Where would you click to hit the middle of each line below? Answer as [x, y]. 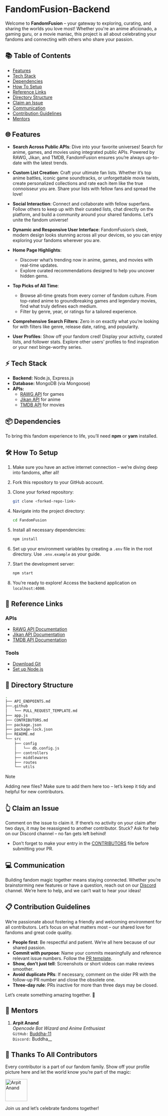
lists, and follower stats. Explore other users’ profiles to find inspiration [86, 342]
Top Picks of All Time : [36, 285]
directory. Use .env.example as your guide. [57, 554]
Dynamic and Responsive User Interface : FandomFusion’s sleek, [80, 229]
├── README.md [20, 734]
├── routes [26, 762]
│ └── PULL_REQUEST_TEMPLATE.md [41, 711]
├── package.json [23, 725]
